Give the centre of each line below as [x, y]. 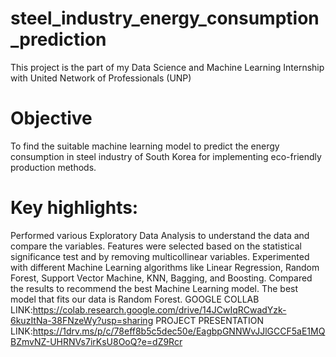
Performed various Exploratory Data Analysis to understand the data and [160, 235]
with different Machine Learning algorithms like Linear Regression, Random [165, 267]
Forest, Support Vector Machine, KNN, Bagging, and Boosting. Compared [161, 278]
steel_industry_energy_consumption [165, 18]
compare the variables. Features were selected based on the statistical [156, 246]
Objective [51, 118]
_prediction [58, 39]
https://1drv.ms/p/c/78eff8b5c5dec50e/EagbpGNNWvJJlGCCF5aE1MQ [179, 331]
